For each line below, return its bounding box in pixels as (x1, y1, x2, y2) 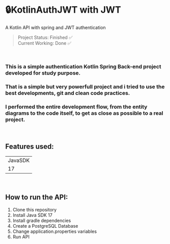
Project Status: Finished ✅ (17, 34, 73, 40)
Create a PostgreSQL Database (12, 223, 78, 229)
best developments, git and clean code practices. (5, 89, 130, 96)
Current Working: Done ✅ (17, 40, 72, 46)
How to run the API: (5, 193, 68, 202)
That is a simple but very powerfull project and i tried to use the (5, 83, 165, 90)
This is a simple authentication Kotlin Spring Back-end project (5, 63, 161, 70)
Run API (12, 233, 30, 240)
